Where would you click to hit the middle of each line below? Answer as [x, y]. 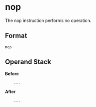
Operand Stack [28, 62]
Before [12, 73]
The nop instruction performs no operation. [48, 20]
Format [16, 36]
